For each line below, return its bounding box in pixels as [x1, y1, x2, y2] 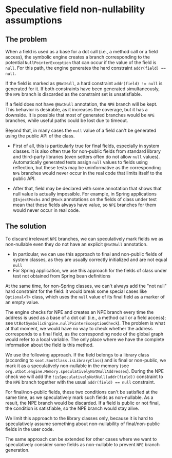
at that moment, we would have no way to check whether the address [5, 325, 153, 331]
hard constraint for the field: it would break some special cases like [5, 288, 147, 294]
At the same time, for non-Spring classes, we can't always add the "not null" [5, 283, 167, 289]
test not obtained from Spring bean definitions [12, 273, 111, 279]
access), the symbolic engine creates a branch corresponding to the [5, 54, 150, 60]
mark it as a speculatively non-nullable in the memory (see [5, 363, 129, 369]
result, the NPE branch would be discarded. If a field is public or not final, [5, 400, 160, 406]
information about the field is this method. [5, 342, 94, 348]
